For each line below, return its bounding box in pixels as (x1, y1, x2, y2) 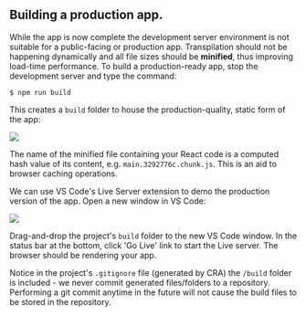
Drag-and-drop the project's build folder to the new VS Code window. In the (9, 230, 298, 241)
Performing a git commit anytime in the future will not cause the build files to (9, 287, 297, 298)
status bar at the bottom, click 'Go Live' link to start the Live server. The (9, 239, 279, 250)
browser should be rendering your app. (9, 249, 157, 260)
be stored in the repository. (9, 296, 111, 307)
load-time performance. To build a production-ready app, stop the (9, 60, 259, 71)
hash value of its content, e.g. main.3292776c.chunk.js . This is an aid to (9, 158, 277, 169)
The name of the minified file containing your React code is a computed (9, 148, 280, 159)
